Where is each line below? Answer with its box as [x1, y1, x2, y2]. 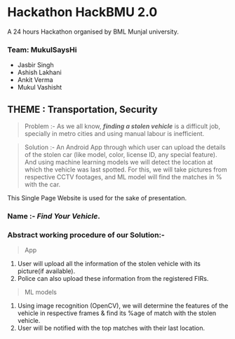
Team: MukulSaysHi [7, 45, 77, 55]
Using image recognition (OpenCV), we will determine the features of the [17, 302, 229, 310]
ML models [24, 288, 58, 296]
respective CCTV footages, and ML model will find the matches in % [24, 173, 222, 181]
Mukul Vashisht [17, 83, 62, 92]
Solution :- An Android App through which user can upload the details [24, 143, 226, 151]
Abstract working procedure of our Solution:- [7, 230, 165, 240]
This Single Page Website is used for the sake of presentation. [7, 194, 187, 202]
